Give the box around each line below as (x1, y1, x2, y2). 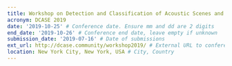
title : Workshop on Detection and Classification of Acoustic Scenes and (7, 10, 224, 17)
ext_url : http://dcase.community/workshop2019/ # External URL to (7, 42, 202, 49)
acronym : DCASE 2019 (7, 16, 67, 23)
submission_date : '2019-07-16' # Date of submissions (7, 36, 166, 43)
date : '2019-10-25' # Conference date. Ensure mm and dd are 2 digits (7, 23, 215, 30)
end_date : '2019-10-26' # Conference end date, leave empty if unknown (7, 29, 217, 36)
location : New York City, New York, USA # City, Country (7, 49, 175, 56)
